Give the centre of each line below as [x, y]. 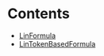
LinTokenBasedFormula [57, 43]
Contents [39, 14]
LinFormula [37, 35]
